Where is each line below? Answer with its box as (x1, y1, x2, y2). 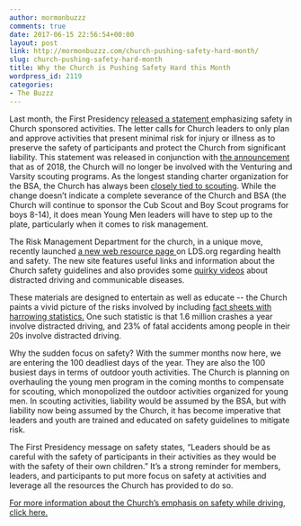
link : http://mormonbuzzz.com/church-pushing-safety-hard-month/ (9, 47, 259, 56)
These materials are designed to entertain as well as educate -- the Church (9, 292, 288, 303)
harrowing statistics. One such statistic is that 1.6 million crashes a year (9, 311, 273, 322)
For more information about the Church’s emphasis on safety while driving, (9, 497, 286, 508)
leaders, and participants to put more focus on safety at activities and (9, 470, 267, 481)
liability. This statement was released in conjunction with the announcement (9, 151, 290, 162)
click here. (9, 506, 49, 518)
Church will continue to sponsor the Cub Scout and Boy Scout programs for (9, 199, 289, 210)
